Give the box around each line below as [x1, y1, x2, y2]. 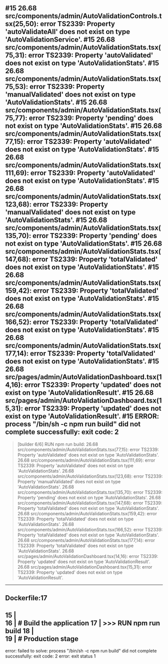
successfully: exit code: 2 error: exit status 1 [5, 653, 96, 659]
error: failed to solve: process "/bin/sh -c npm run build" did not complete [5, 648, 157, 654]
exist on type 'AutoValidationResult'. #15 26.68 [5, 389, 154, 397]
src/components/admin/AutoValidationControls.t [5, 12, 162, 21]
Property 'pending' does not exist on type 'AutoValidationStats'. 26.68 [17, 494, 161, 500]
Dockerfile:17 [5, 594, 47, 602]
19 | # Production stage [5, 634, 79, 643]
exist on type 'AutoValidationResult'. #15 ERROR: [5, 412, 159, 421]
